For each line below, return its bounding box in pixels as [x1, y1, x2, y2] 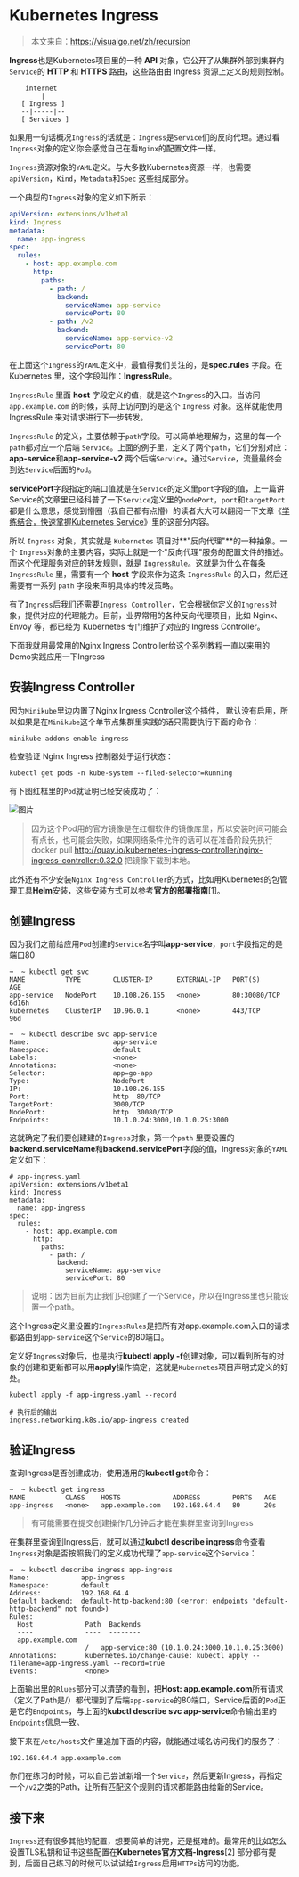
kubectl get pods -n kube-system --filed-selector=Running [9, 768, 233, 778]
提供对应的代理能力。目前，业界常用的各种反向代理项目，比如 [24, 609, 251, 620]
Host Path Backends [17, 1620, 141, 1629]
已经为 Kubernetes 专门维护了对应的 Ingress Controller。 [57, 621, 265, 632]
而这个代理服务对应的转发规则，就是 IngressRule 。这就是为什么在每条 [9, 558, 266, 568]
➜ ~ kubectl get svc [9, 967, 90, 976]
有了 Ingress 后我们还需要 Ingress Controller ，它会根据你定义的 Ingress [9, 599, 270, 609]
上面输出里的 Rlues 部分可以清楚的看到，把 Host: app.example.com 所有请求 [9, 1684, 284, 1694]
